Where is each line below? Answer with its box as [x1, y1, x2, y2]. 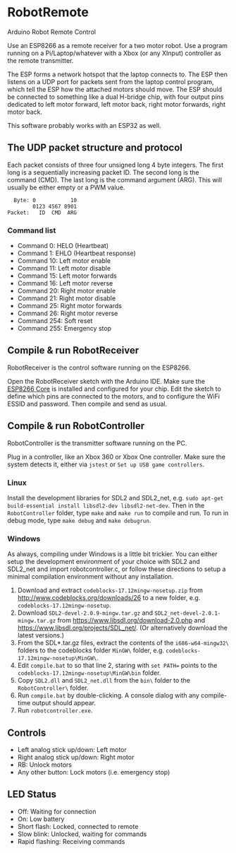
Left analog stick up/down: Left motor [17, 746, 127, 754]
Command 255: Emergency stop [17, 324, 111, 333]
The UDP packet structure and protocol [7, 142, 183, 154]
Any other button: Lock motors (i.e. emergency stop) [17, 768, 170, 777]
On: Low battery [17, 814, 65, 823]
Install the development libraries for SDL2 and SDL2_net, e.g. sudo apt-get [7, 493, 224, 502]
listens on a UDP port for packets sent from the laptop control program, [7, 77, 214, 86]
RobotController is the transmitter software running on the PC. [7, 439, 187, 447]
